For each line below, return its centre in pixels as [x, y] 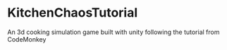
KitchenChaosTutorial [73, 13]
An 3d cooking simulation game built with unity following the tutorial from [114, 32]
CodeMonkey [27, 39]
